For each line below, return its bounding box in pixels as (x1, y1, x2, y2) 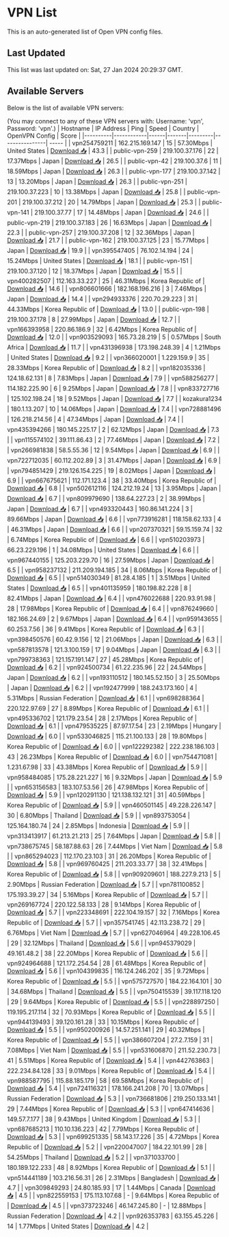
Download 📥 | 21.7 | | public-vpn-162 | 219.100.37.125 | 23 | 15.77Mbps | (7, 236, 209, 244)
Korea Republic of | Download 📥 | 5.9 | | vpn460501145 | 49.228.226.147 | (7, 800, 217, 809)
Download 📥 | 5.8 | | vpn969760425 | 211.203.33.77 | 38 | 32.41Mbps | (7, 859, 207, 868)
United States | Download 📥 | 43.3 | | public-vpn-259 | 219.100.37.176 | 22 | (7, 146, 219, 155)
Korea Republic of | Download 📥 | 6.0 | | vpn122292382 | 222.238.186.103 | (7, 742, 219, 750)
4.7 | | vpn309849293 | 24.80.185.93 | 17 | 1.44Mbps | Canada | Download (7, 1184, 215, 1192)
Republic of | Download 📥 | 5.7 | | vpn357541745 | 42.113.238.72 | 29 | (7, 918, 205, 927)
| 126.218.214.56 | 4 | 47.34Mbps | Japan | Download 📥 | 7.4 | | (7, 415, 184, 423)
